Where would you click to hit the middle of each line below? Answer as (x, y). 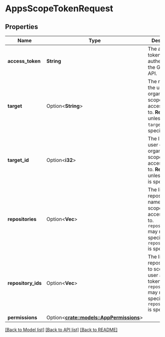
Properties (22, 27)
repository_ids (25, 283)
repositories (22, 219)
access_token (24, 61)
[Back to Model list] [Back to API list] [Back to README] (61, 330)
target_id (18, 160)
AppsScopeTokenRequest (59, 9)
